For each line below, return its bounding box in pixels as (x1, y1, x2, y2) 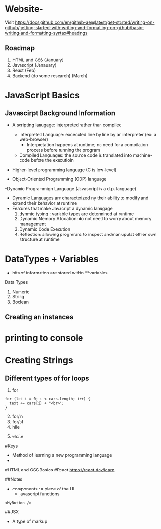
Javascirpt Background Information (5, 109, 116, 118)
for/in (12, 413, 23, 420)
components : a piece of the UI (12, 486, 75, 492)
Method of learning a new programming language (12, 452, 112, 458)
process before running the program (26, 147, 100, 153)
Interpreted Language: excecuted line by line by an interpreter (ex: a (19, 131, 157, 137)
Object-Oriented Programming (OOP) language (12, 176, 107, 182)
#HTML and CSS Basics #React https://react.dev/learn (5, 467, 115, 473)
